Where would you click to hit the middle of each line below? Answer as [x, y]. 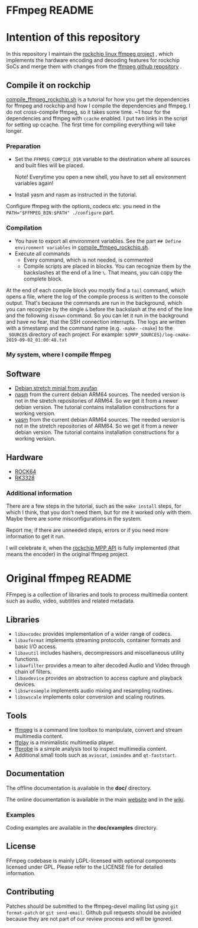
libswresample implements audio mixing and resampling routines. [94, 691]
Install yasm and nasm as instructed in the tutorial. [76, 195]
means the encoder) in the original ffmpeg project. [67, 554]
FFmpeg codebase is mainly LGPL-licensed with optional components [91, 860]
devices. [25, 684]
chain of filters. [33, 672]
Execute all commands [42, 253]
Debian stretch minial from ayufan [56, 388]
